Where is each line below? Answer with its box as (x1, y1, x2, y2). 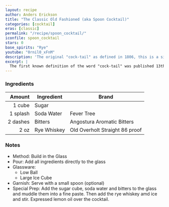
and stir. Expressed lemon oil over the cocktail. (12, 196, 110, 202)
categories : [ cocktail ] (5, 21, 55, 27)
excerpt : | (5, 59, 28, 64)
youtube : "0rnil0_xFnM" (5, 49, 55, 55)
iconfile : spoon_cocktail (5, 36, 59, 41)
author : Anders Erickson (5, 12, 57, 17)
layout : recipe (5, 7, 37, 13)
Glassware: (12, 164, 36, 170)
